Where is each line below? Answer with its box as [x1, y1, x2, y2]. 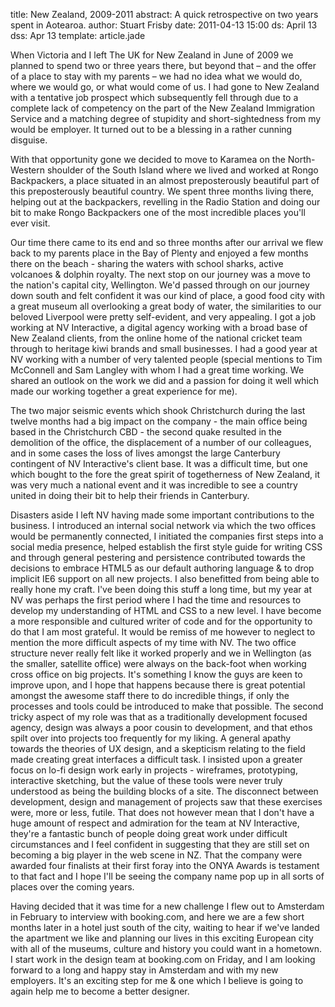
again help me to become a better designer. [10, 985, 190, 997]
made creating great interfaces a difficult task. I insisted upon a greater [10, 754, 303, 765]
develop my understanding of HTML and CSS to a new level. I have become [10, 605, 322, 616]
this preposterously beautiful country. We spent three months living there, [10, 185, 315, 197]
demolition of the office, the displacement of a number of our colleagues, [10, 437, 312, 448]
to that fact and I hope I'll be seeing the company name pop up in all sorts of [10, 870, 325, 882]
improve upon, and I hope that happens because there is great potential [10, 679, 306, 691]
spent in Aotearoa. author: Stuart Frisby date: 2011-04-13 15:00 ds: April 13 [10, 19, 318, 31]
